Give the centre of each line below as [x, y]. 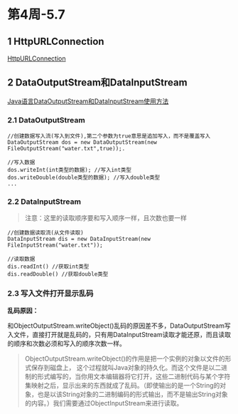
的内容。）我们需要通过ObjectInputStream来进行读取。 [104, 403]
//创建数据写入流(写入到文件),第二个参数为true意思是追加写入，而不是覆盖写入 [109, 136]
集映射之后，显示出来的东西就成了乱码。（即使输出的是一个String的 [122, 385]
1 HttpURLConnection [56, 41]
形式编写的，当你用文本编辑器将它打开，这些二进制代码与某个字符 [134, 376]
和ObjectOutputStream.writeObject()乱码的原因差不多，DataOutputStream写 [119, 326]
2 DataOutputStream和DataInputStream [97, 83]
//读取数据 [21, 259]
